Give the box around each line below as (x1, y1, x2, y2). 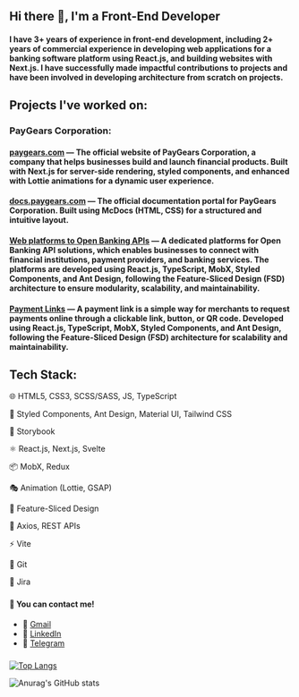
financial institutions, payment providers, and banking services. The (9, 254, 269, 265)
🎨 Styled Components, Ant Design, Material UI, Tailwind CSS (9, 409, 233, 420)
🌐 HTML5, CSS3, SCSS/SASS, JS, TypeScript (9, 391, 177, 402)
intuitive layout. (9, 215, 69, 225)
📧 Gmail (21, 619, 52, 630)
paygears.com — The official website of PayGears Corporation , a (9, 147, 257, 157)
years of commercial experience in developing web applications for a (9, 43, 271, 54)
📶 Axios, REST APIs (9, 521, 81, 531)
